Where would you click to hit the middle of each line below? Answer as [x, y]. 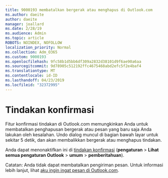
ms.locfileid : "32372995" [32, 85]
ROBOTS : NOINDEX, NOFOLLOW [34, 43]
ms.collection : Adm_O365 [31, 52]
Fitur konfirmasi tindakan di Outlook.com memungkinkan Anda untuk [77, 124]
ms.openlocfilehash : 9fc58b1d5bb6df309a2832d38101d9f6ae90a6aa [73, 62]
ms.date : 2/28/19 [24, 29]
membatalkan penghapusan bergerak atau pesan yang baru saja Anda [78, 129]
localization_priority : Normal [38, 47]
